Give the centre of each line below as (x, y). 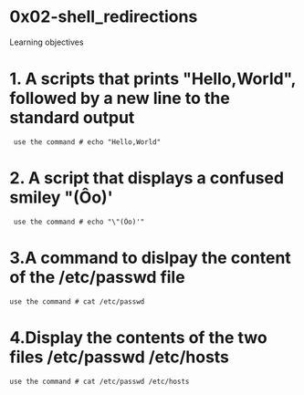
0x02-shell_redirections (104, 17)
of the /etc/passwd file (97, 277)
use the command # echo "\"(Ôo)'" (79, 222)
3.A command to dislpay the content (151, 258)
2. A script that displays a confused (147, 178)
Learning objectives (47, 42)
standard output (72, 118)
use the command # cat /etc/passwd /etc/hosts (100, 381)
